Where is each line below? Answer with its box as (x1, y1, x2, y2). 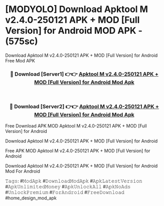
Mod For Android (5, 168, 40, 174)
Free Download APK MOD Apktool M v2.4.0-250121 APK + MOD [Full (5, 122, 147, 129)
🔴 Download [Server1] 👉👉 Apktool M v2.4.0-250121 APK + (10, 71, 159, 78)
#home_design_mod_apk (5, 195, 57, 201)
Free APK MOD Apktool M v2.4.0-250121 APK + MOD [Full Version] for (5, 148, 150, 154)
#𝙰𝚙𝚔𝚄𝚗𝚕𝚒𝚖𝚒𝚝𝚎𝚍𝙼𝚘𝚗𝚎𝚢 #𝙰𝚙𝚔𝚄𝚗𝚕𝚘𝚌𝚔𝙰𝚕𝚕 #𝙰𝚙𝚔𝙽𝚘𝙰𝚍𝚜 (5, 183, 131, 189)
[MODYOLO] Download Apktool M (5, 4, 148, 15)
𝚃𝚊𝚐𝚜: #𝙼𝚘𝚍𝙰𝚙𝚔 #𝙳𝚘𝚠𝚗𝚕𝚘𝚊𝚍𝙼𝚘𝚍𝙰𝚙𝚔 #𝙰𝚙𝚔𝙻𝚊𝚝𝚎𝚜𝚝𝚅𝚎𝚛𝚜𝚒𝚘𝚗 (5, 178, 143, 184)
